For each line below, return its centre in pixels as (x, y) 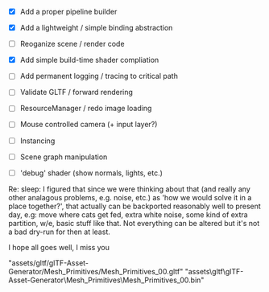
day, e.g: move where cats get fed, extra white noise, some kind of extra (128, 214)
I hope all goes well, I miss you (59, 247)
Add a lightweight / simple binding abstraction (96, 28)
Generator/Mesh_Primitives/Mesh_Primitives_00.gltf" (96, 271)
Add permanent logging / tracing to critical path (99, 76)
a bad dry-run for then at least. (59, 232)
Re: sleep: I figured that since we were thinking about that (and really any (130, 189)
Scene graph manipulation (64, 157)
